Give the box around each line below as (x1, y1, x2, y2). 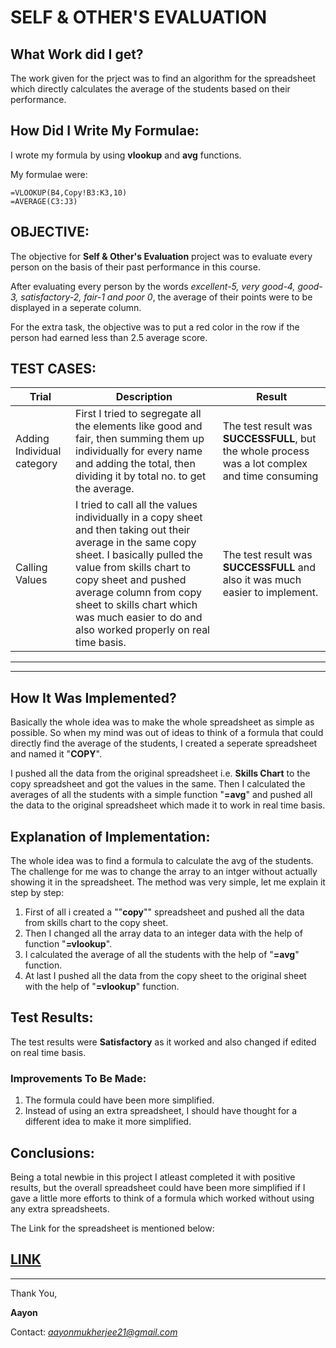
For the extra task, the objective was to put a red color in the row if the (10, 321, 300, 333)
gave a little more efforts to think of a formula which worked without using (10, 1192, 315, 1204)
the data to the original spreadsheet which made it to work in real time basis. (10, 799, 326, 811)
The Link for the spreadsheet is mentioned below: (10, 1222, 215, 1234)
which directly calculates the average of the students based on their (10, 83, 291, 95)
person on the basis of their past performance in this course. (10, 261, 261, 273)
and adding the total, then (75, 457, 196, 471)
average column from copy (75, 586, 202, 600)
